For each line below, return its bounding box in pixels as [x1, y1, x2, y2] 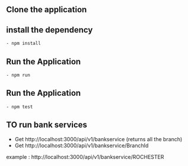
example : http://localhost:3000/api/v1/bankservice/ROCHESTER [6, 153, 164, 160]
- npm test [6, 103, 33, 110]
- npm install [6, 41, 42, 47]
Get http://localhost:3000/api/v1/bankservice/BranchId [14, 142, 149, 149]
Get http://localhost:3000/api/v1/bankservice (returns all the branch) [14, 135, 183, 142]
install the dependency [6, 25, 93, 35]
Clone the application [6, 5, 87, 15]
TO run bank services [6, 120, 88, 130]
